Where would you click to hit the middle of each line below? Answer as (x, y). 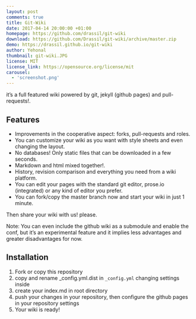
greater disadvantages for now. (45, 238)
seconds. (26, 159)
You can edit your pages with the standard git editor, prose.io (89, 184)
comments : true (25, 17)
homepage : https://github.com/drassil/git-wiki (66, 34)
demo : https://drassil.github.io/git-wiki (59, 45)
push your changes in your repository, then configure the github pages (101, 296)
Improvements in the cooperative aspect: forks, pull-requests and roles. (102, 133)
